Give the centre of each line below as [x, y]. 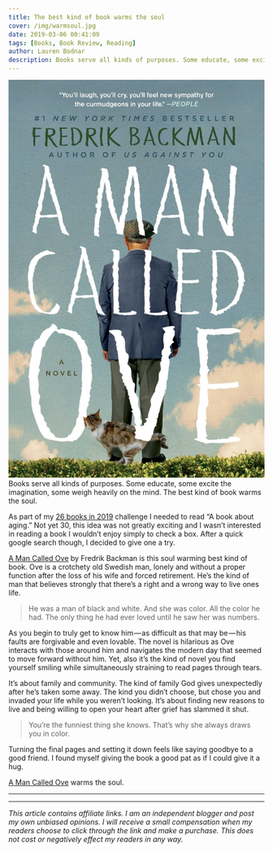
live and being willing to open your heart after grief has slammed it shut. [129, 709]
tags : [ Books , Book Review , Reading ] [72, 43]
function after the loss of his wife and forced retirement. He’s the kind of [129, 576]
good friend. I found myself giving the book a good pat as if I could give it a [134, 758]
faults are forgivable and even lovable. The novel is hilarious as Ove [121, 641]
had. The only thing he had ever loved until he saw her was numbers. [144, 617]
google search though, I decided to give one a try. [92, 543]
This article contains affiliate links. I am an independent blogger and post [131, 814]
